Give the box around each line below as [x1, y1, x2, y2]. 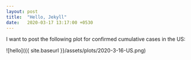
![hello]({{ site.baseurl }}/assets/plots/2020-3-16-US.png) [6, 47, 146, 54]
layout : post [6, 8, 38, 15]
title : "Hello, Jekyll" [6, 14, 67, 20]
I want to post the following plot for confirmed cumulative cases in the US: [6, 36, 186, 43]
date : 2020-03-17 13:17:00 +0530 [6, 19, 93, 25]
